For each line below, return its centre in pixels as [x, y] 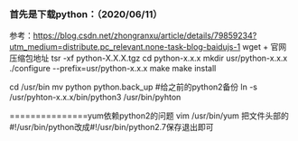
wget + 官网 [265, 47]
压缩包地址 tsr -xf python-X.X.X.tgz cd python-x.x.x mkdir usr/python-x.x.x [149, 58]
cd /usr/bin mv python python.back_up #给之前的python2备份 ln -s [133, 87]
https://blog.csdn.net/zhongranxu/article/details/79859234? [145, 36]
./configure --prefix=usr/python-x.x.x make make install [113, 69]
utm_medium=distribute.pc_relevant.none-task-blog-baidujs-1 [125, 47]
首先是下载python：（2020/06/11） [86, 14]
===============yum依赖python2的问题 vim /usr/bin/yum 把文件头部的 [149, 116]
